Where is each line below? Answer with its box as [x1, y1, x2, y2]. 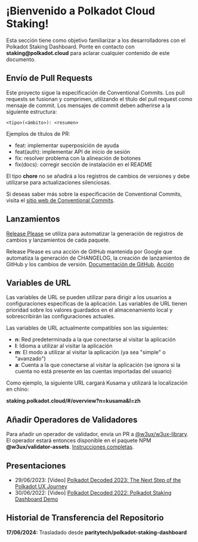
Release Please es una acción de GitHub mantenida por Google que [6, 248, 173, 255]
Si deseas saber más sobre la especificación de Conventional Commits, [6, 190, 182, 197]
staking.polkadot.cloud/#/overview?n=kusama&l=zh [6, 397, 141, 404]
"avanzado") [14, 355, 46, 363]
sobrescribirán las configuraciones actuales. [6, 313, 115, 320]
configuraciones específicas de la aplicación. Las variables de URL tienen [6, 300, 188, 307]
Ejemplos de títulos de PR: [6, 130, 70, 137]
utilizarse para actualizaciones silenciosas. [6, 178, 112, 186]
